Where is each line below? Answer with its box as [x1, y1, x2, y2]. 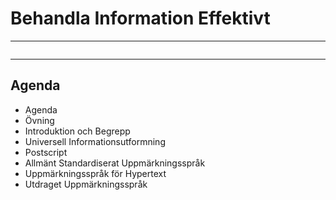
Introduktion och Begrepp [24, 125, 131, 137]
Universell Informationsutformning [24, 135, 166, 147]
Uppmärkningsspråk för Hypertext [24, 167, 167, 179]
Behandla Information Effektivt [10, 7, 271, 30]
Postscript [24, 146, 68, 158]
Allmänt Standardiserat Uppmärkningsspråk [24, 157, 206, 169]
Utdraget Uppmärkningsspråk [24, 178, 148, 190]
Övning [24, 114, 55, 126]
